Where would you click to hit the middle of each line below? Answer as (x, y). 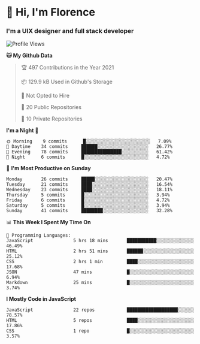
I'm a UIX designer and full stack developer (70, 31)
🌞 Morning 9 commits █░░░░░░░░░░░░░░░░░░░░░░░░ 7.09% (89, 141)
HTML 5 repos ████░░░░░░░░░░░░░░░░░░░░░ (100, 321)
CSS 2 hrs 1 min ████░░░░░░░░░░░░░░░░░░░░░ (100, 262)
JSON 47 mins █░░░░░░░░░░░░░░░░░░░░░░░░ (100, 272)
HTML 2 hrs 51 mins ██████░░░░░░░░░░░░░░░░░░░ (100, 251)
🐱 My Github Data (29, 56)
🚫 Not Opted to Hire (45, 96)
